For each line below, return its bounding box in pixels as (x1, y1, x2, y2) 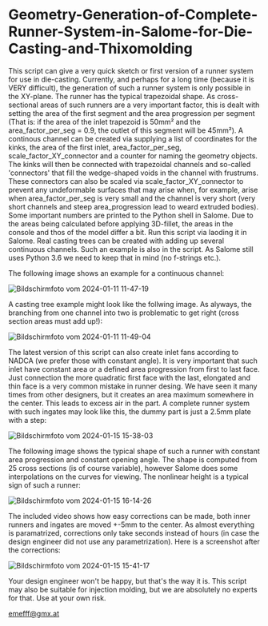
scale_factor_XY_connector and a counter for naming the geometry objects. (8, 150, 258, 161)
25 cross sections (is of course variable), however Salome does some (8, 463, 238, 472)
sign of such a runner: (8, 480, 82, 489)
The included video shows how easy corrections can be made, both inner (8, 511, 250, 520)
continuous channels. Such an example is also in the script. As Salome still (8, 244, 254, 253)
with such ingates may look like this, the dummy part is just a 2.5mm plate (8, 406, 252, 417)
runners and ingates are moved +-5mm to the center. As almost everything (8, 520, 254, 529)
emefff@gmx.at (8, 608, 60, 618)
